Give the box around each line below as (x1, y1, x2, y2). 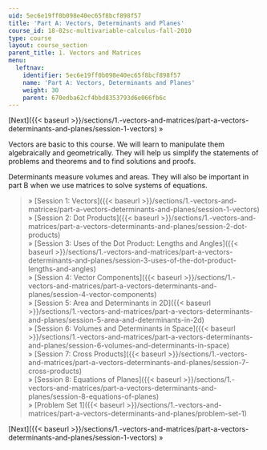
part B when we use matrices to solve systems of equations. (8, 181, 208, 191)
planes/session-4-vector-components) (27, 290, 157, 299)
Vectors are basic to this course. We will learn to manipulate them (8, 139, 225, 149)
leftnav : (15, 64, 45, 72)
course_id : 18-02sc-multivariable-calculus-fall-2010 (8, 26, 192, 34)
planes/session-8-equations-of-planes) (27, 392, 160, 401)
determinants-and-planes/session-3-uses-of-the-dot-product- (27, 255, 237, 265)
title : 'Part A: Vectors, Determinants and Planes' (8, 19, 184, 27)
